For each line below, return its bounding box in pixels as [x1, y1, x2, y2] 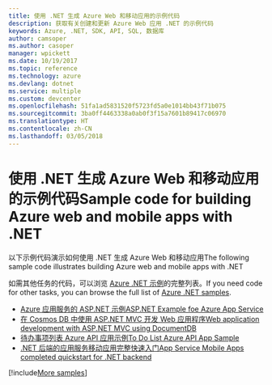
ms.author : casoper [8, 42, 74, 50]
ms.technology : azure [8, 72, 82, 80]
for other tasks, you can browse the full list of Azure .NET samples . [8, 287, 232, 297]
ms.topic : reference [8, 65, 79, 73]
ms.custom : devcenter [8, 95, 82, 103]
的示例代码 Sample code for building [8, 189, 252, 208]
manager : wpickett [8, 49, 70, 57]
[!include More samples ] [8, 367, 87, 377]
